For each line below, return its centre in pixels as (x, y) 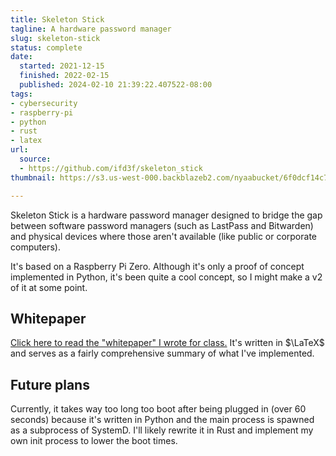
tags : (21, 94)
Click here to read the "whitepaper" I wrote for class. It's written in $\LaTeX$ (167, 343)
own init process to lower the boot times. (94, 441)
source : (35, 159)
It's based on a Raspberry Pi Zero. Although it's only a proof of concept (157, 266)
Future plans (50, 384)
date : (21, 57)
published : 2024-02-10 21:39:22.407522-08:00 (116, 85)
